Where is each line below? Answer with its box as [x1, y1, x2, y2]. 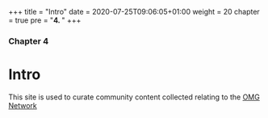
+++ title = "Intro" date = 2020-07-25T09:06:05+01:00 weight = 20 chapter [8, 7, 260, 16]
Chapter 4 [8, 36, 49, 47]
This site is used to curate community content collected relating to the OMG [8, 92, 260, 102]
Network [8, 100, 38, 110]
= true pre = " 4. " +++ [8, 15, 82, 25]
